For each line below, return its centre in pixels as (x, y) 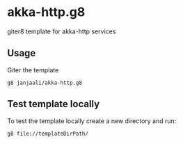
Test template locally (54, 104)
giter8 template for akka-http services (62, 31)
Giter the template (33, 70)
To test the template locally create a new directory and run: (92, 121)
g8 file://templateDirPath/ (48, 134)
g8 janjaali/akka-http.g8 (45, 83)
